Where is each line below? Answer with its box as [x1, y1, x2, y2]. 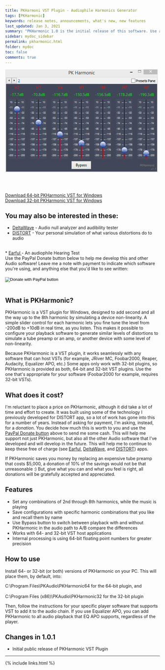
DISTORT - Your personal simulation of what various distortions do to [12, 230, 152, 236]
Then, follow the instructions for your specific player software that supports [5, 603, 158, 609]
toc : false [5, 49, 27, 54]
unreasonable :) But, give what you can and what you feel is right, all [5, 466, 143, 472]
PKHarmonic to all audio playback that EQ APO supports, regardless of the [5, 613, 156, 619]
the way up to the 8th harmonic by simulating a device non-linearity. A [5, 315, 147, 320]
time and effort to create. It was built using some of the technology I [5, 409, 142, 415]
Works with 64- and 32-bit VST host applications [12, 530, 112, 536]
